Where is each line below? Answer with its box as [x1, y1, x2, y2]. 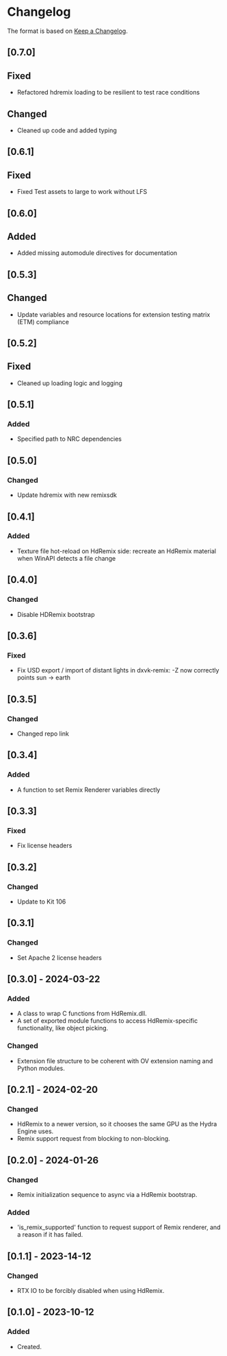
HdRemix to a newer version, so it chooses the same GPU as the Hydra [16, 1120, 217, 1128]
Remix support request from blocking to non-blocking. [16, 1135, 170, 1143]
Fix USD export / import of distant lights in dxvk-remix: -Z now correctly [16, 666, 219, 675]
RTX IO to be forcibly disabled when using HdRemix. [16, 1286, 165, 1294]
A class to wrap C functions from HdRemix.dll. [16, 1009, 147, 1018]
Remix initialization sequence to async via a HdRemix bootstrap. [16, 1191, 198, 1198]
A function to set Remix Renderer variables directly [16, 786, 161, 794]
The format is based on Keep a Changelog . [7, 27, 128, 35]
